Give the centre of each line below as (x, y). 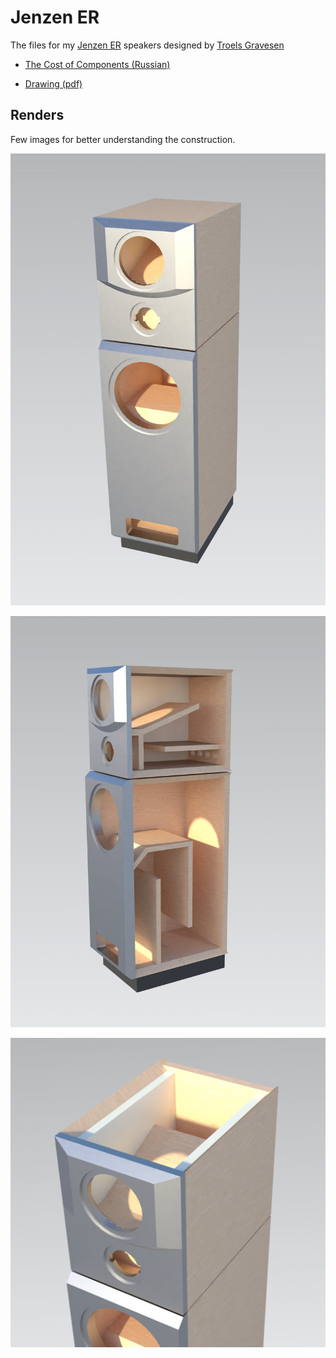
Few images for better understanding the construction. (123, 139)
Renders (37, 115)
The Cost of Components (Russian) (97, 64)
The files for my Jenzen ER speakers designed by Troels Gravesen (147, 45)
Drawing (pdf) (53, 83)
